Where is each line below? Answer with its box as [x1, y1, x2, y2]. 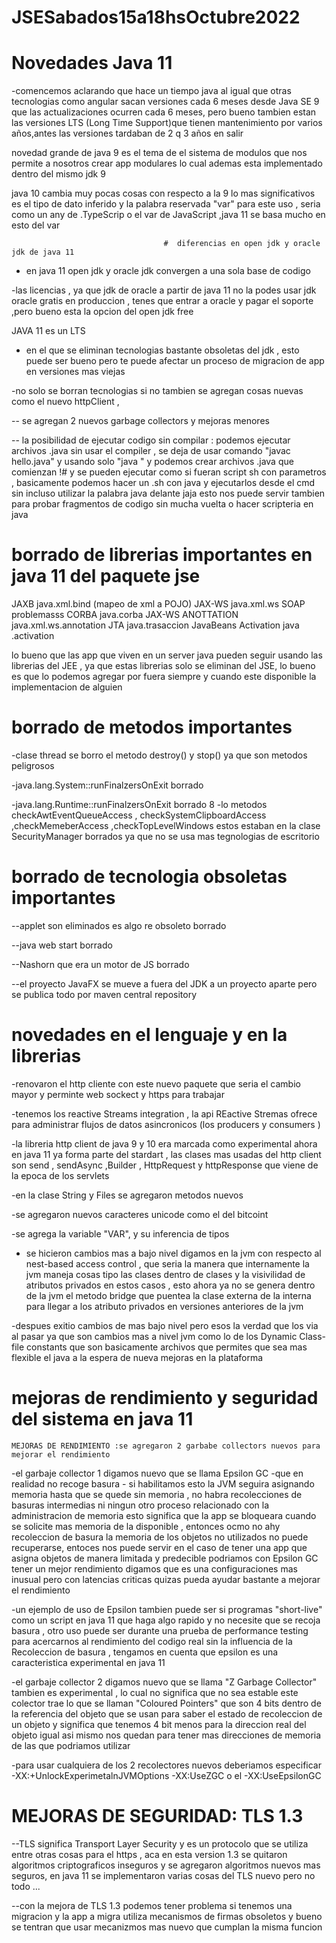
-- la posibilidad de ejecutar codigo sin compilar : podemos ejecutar [11, 434, 291, 446]
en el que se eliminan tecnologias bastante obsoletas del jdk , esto [25, 344, 300, 356]
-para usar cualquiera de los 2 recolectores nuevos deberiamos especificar [11, 1759, 322, 1771]
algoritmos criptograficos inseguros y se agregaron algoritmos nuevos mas [11, 1859, 321, 1871]
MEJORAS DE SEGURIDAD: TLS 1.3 [11, 1805, 304, 1827]
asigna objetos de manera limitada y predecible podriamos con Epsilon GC [11, 1552, 319, 1564]
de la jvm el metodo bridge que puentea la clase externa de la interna [25, 1289, 312, 1301]
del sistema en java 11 [11, 1408, 194, 1431]
